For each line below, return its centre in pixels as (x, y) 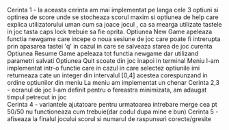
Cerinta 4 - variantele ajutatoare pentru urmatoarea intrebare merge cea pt (112, 104)
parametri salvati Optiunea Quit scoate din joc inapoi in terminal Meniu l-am (113, 61)
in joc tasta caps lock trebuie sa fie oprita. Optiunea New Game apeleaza (110, 31)
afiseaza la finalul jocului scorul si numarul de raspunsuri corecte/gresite (109, 119)
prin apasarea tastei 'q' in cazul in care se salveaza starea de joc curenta (110, 46)
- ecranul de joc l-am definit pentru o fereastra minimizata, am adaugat (107, 90)
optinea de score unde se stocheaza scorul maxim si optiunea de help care (113, 17)
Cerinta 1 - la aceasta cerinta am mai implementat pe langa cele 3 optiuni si (113, 10)
